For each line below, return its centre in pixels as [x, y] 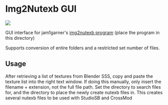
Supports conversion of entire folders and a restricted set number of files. [83, 48]
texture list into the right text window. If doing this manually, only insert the [83, 82]
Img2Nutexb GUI [41, 9]
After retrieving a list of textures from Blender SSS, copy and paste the [79, 76]
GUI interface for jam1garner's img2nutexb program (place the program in [82, 32]
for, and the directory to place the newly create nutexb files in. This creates [84, 92]
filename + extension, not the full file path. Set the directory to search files [83, 87]
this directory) [20, 38]
